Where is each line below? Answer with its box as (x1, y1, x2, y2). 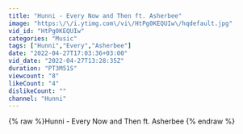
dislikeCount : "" (8, 86, 67, 95)
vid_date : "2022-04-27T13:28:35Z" (8, 57, 125, 65)
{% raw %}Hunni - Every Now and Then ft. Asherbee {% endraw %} (8, 116, 236, 126)
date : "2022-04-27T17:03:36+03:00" (8, 49, 128, 57)
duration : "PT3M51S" (8, 65, 78, 73)
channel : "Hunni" (8, 94, 67, 103)
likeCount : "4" (8, 79, 60, 87)
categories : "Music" (8, 34, 78, 43)
